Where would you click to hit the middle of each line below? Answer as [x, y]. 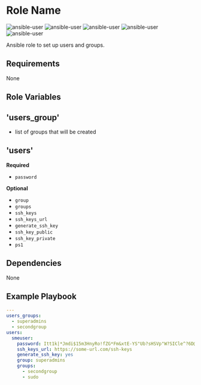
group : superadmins [41, 360]
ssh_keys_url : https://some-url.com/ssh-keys [75, 349]
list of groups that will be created [56, 132]
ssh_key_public [34, 232]
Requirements [33, 64]
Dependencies [34, 263]
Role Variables [33, 97]
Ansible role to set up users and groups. [55, 45]
